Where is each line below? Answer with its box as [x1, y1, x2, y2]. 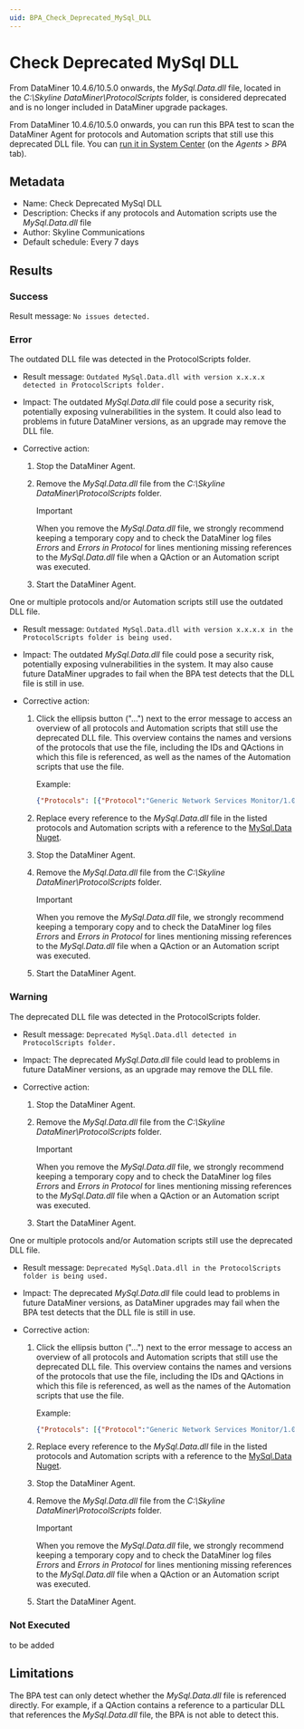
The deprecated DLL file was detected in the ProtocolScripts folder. [9, 1011, 261, 1022]
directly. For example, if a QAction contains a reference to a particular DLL [9, 1699, 286, 1710]
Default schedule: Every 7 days [22, 236, 139, 247]
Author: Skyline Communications [22, 227, 146, 238]
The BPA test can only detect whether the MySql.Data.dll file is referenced [9, 1690, 287, 1701]
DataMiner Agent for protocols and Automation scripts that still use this [9, 129, 274, 139]
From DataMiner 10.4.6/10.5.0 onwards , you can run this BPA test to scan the [9, 119, 295, 130]
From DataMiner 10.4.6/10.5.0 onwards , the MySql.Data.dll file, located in [9, 82, 281, 93]
